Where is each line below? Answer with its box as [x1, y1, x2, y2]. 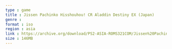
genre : [5, 17, 22, 22]
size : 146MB [5, 36, 33, 41]
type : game [5, 7, 31, 13]
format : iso [5, 21, 33, 27]
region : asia [5, 27, 36, 32]
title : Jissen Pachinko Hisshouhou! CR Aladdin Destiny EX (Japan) [5, 12, 155, 17]
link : [5, 31, 19, 36]
